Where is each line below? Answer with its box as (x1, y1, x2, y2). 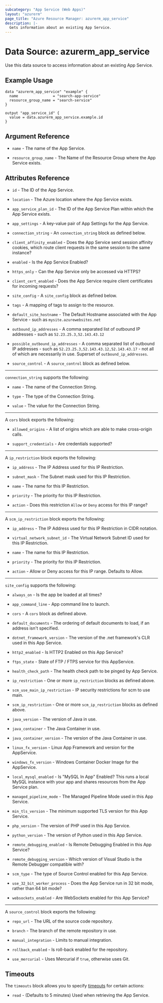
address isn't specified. (12, 625, 59, 631)
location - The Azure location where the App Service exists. (12, 196, 133, 202)
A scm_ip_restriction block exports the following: (5, 516, 105, 521)
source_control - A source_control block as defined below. (12, 360, 130, 366)
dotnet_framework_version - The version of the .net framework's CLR (12, 634, 150, 640)
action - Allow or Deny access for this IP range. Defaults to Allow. (12, 568, 143, 574)
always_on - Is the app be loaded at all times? (12, 592, 102, 597)
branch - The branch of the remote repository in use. (12, 928, 117, 933)
